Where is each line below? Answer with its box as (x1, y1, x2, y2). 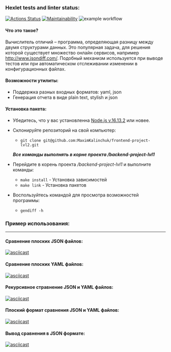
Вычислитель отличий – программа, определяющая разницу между (5, 39, 154, 45)
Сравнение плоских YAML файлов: (5, 261, 84, 267)
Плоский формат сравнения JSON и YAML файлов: (5, 307, 120, 313)
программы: (12, 197, 40, 203)
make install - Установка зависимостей (20, 177, 107, 183)
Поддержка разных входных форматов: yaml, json (12, 89, 122, 95)
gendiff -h (20, 208, 44, 213)
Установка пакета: (5, 106, 47, 112)
